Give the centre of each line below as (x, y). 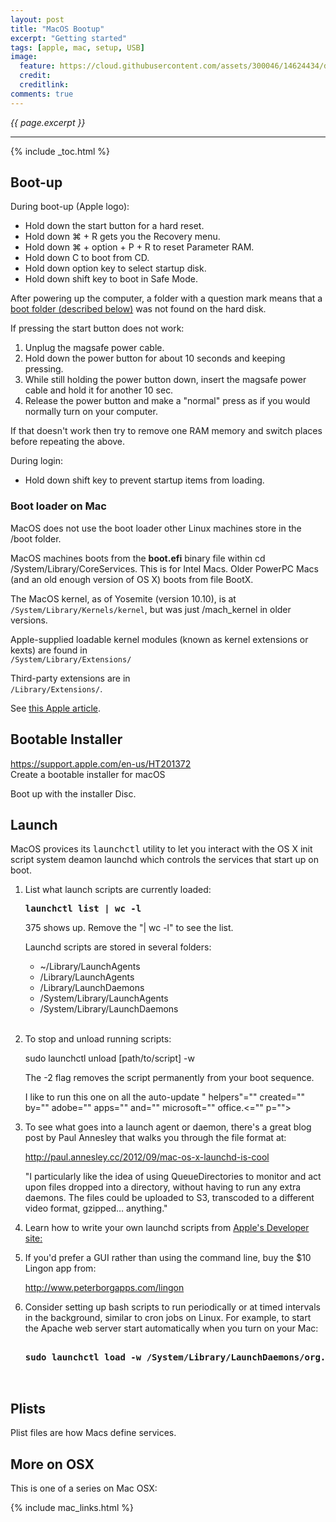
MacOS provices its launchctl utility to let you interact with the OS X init (161, 849)
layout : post (37, 19)
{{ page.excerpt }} (48, 122)
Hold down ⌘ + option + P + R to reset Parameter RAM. (139, 247)
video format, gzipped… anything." (96, 1208)
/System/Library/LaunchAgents (104, 998)
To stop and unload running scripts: (98, 1039)
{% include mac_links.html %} (72, 1507)
